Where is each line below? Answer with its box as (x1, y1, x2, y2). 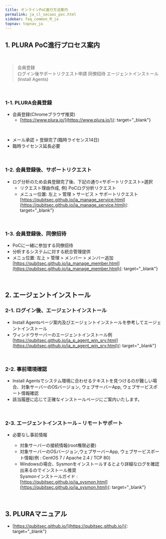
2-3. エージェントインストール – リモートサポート (5, 419, 123, 426)
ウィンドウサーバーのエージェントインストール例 (12, 331, 112, 338)
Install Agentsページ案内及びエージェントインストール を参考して (12, 319, 144, 325)
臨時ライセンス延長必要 (12, 143, 60, 149)
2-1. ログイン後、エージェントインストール (5, 307, 107, 314)
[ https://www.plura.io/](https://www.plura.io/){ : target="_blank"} (19, 117, 151, 123)
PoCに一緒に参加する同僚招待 (12, 242, 73, 248)
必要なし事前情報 (12, 432, 48, 438)
